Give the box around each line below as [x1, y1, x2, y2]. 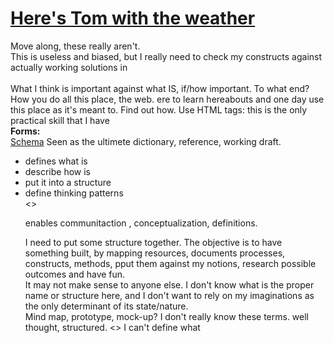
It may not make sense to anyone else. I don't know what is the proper [24, 278, 315, 291]
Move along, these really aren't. [10, 40, 141, 52]
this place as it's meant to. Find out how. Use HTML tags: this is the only [10, 103, 308, 116]
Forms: [10, 125, 41, 137]
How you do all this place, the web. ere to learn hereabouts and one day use [10, 93, 325, 105]
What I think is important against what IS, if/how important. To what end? [10, 82, 310, 94]
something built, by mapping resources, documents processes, [24, 247, 286, 259]
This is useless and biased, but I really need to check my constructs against [10, 50, 323, 62]
